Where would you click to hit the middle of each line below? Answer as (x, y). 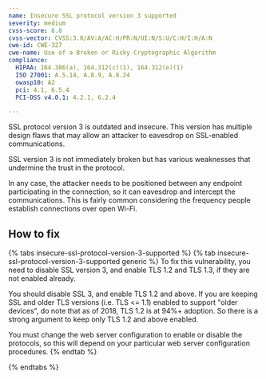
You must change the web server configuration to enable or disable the (125, 335)
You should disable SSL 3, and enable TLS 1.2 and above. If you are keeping (133, 294)
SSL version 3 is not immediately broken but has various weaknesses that (129, 160)
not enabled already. (42, 278)
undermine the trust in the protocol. (67, 168)
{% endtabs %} (34, 367)
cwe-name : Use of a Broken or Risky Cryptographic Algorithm (112, 53)
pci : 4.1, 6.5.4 (42, 90)
